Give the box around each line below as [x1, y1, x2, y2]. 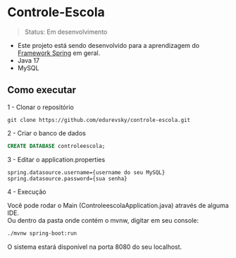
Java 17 [17, 56, 40, 64]
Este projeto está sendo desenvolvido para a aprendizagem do [17, 41, 199, 49]
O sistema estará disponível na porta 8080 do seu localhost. [7, 242, 182, 251]
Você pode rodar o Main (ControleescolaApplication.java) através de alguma [7, 201, 229, 209]
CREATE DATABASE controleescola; [7, 142, 106, 149]
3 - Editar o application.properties [7, 155, 106, 164]
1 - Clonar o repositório [7, 103, 74, 111]
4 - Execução [7, 188, 46, 196]
